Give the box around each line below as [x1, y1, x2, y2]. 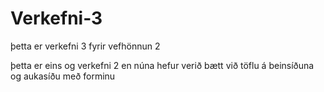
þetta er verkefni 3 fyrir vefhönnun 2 [10, 40, 161, 52]
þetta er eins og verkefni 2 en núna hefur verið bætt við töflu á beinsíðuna [10, 59, 315, 71]
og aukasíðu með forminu [10, 70, 116, 82]
